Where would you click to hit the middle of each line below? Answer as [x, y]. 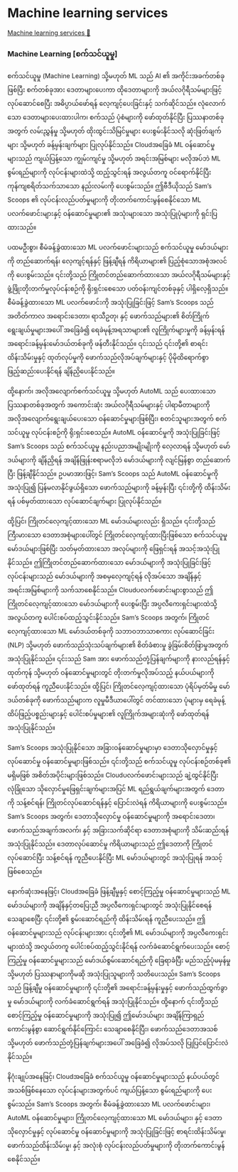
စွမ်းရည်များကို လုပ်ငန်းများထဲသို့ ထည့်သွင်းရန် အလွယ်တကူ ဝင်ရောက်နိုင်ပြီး [109, 173]
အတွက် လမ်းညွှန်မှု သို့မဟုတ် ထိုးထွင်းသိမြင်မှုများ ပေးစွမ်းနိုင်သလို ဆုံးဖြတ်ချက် [114, 131]
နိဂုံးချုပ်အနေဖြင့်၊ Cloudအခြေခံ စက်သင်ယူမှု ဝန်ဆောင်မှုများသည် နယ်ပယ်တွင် [114, 1077]
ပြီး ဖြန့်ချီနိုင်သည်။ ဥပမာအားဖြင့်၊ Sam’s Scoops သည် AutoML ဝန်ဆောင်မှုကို [113, 474]
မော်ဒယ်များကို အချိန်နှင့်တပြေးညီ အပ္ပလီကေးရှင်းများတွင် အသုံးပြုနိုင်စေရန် [109, 905]
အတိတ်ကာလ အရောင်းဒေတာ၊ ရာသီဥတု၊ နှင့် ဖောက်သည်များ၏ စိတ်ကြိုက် [108, 316]
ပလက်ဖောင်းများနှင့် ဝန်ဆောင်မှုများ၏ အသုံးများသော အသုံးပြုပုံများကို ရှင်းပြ [113, 214]
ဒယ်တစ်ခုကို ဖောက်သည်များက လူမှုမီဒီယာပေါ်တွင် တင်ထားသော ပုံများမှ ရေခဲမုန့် [116, 700]
